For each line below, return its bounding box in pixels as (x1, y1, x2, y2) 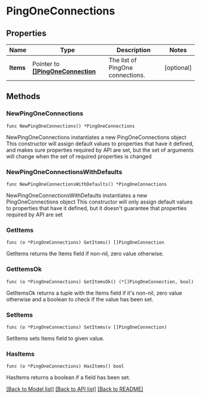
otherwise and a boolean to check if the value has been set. (6, 295, 154, 303)
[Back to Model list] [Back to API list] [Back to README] (6, 385, 144, 393)
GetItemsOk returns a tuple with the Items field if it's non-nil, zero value (6, 289, 182, 297)
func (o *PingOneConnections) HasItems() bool (6, 363, 124, 370)
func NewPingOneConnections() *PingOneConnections (6, 123, 135, 129)
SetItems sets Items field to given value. (6, 334, 105, 342)
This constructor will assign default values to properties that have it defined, (6, 140, 194, 147)
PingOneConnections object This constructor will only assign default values (6, 198, 193, 205)
